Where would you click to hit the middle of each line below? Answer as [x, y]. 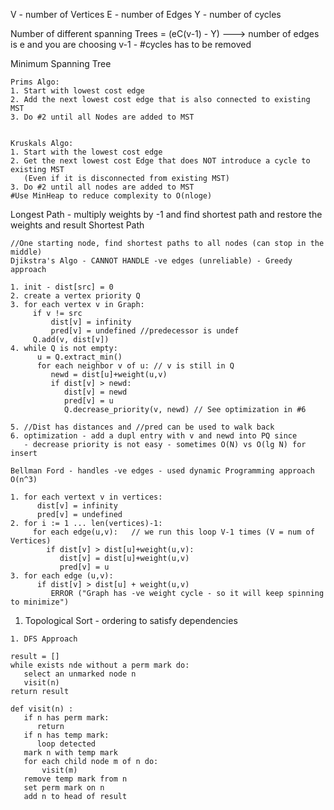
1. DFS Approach [44, 639]
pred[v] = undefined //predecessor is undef [145, 331]
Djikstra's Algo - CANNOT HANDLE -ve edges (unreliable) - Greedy [151, 261]
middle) [26, 252]
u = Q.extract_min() [79, 357]
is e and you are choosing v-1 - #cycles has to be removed [131, 44]
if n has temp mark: [66, 735]
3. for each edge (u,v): [62, 576]
